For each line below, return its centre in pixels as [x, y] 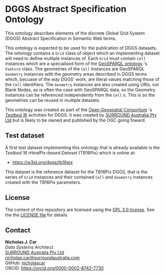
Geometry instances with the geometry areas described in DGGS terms [76, 74]
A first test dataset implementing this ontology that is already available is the [82, 147]
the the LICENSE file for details [36, 215]
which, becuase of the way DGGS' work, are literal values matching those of [82, 79]
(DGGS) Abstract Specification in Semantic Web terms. [61, 38]
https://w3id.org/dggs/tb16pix [42, 162]
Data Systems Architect [29, 247]
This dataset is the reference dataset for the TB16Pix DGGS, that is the [76, 172]
